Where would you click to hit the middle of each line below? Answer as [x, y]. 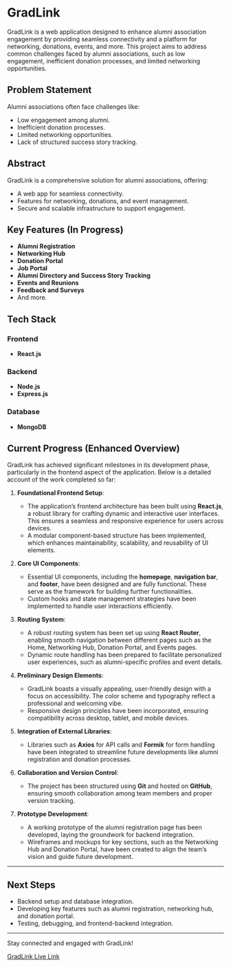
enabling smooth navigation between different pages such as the [119, 640]
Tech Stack [32, 319]
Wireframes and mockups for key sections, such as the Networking [123, 842]
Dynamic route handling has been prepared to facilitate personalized [124, 655]
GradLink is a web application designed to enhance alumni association [107, 32]
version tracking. [51, 801]
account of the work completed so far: [62, 479]
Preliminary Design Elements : [60, 676]
